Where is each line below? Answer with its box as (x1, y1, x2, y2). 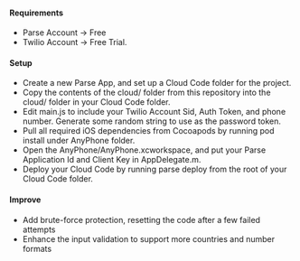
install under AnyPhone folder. (22, 135, 136, 146)
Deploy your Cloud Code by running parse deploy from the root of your (22, 163, 287, 175)
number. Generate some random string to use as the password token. (22, 116, 282, 126)
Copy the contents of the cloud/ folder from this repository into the (22, 87, 271, 98)
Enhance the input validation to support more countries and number (22, 233, 276, 244)
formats (22, 243, 52, 254)
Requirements (9, 7, 64, 18)
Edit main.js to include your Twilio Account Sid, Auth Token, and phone (22, 107, 286, 117)
